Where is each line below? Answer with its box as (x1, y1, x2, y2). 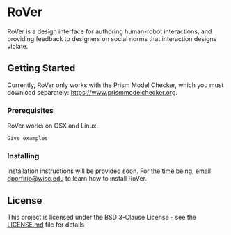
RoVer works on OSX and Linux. (7, 121, 99, 130)
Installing (7, 151, 40, 160)
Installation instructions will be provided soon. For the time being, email (7, 167, 211, 175)
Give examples (7, 135, 49, 142)
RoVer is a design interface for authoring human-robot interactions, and (7, 27, 212, 36)
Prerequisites (7, 105, 54, 115)
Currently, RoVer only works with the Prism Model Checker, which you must (7, 81, 224, 89)
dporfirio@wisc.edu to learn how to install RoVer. (7, 174, 148, 183)
